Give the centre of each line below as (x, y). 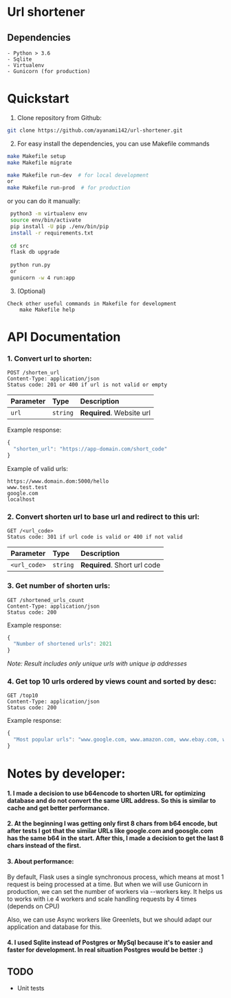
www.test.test (27, 487)
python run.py (30, 265)
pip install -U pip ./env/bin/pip (59, 226)
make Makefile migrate (40, 163)
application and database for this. (55, 927)
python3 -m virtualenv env (49, 214)
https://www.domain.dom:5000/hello (58, 481)
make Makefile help (47, 310)
